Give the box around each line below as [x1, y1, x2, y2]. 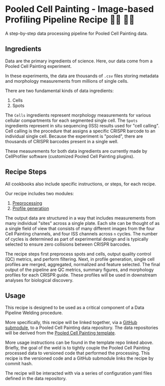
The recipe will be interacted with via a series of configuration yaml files [5, 370, 152, 376]
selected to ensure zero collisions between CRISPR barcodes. [5, 241, 131, 247]
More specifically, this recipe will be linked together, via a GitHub [5, 320, 138, 326]
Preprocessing [12, 200, 43, 206]
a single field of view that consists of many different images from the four [5, 225, 155, 231]
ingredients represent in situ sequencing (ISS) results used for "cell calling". [5, 122, 160, 128]
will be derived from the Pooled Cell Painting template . [5, 330, 116, 336]
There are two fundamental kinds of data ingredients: [5, 88, 114, 94]
